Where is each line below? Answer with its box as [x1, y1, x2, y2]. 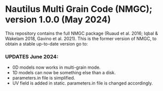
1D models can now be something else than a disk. [12, 70, 116, 76]
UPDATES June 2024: [5, 53, 58, 60]
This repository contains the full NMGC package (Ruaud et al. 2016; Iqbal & [5, 30, 159, 36]
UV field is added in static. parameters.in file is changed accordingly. [12, 80, 153, 86]
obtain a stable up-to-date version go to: [5, 41, 88, 46]
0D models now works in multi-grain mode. [12, 64, 101, 70]
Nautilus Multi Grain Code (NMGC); [5, 3, 153, 15]
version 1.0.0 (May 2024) [5, 14, 111, 25]
